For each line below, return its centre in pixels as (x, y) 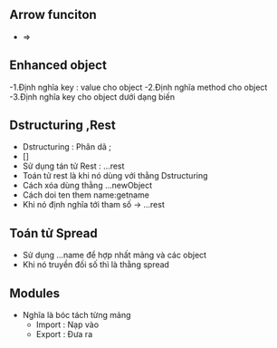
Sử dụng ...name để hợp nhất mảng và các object (114, 255)
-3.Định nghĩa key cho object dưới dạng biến (92, 97)
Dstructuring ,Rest (62, 126)
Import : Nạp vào (67, 324)
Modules (35, 293)
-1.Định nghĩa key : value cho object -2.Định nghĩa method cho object (138, 87)
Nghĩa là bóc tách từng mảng (76, 315)
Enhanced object (58, 66)
